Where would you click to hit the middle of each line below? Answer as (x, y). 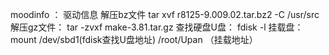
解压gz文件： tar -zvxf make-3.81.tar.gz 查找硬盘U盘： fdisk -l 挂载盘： (157, 27)
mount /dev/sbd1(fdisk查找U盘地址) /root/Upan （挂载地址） (134, 39)
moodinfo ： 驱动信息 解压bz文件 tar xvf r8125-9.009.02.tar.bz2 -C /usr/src (165, 14)
